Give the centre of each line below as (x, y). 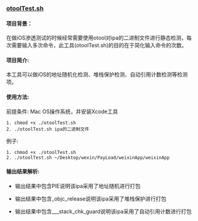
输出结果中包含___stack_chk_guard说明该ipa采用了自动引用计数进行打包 (103, 211)
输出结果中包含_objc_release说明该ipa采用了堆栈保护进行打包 (90, 198)
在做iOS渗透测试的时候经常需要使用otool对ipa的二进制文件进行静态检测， (97, 38)
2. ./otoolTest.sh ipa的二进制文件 (48, 129)
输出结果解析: (23, 171)
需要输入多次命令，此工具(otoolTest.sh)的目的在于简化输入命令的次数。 (99, 46)
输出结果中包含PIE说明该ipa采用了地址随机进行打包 (77, 186)
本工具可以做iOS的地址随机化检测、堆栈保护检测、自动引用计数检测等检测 (97, 75)
